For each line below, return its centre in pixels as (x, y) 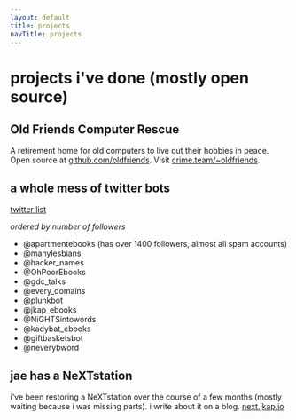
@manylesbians (52, 253)
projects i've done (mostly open (129, 78)
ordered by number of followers (68, 226)
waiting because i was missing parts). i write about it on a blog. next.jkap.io (147, 406)
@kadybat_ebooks (57, 329)
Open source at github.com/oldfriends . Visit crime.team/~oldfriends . (135, 160)
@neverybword (51, 348)
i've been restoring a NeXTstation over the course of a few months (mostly (146, 397)
